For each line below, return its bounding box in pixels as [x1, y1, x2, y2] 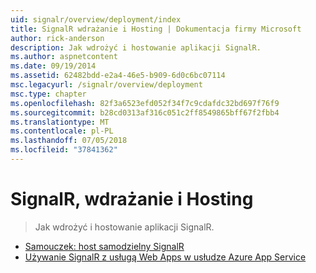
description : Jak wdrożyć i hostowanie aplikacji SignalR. [10, 42, 262, 53]
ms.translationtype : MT [10, 117, 110, 127]
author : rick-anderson [10, 33, 105, 43]
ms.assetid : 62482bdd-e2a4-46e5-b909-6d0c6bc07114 [10, 71, 226, 81]
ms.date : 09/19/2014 [10, 61, 97, 71]
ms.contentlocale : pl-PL [10, 126, 114, 136]
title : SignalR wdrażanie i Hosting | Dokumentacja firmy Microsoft [10, 24, 302, 34]
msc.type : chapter [10, 89, 87, 99]
